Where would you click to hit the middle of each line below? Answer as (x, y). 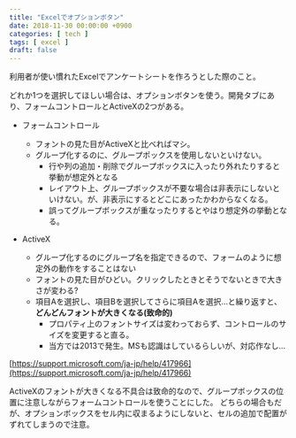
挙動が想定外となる (83, 177)
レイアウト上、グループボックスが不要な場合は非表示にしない (160, 188)
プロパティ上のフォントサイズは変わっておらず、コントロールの (163, 324)
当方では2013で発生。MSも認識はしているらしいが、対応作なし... (167, 346)
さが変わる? (57, 291)
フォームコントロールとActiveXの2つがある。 (106, 106)
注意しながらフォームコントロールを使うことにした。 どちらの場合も (149, 403)
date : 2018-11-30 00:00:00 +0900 (71, 26)
